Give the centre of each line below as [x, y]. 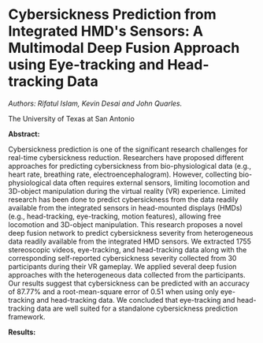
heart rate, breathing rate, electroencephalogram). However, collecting [123, 174]
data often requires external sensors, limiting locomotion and [151, 182]
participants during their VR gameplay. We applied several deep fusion [122, 267]
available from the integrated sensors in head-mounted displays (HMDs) [125, 207]
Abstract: [24, 134]
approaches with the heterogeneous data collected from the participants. [127, 274]
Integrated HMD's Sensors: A [106, 31]
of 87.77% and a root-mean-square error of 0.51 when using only [113, 291]
